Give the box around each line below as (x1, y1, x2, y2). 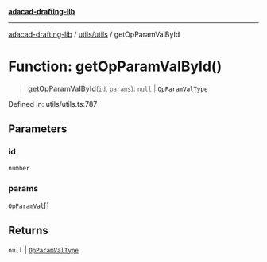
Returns (8, 224, 49, 237)
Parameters (8, 123, 68, 136)
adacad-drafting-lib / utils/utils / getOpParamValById (8, 29, 180, 39)
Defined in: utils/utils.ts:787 (8, 99, 98, 108)
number (8, 164, 30, 172)
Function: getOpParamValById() (8, 57, 222, 76)
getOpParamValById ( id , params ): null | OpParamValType (27, 84, 208, 93)
